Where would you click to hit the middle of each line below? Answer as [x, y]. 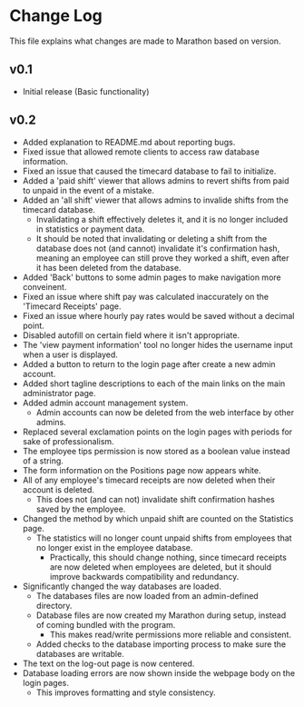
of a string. [43, 461]
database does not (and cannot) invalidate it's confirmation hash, [158, 248]
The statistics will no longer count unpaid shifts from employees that [164, 538]
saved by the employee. [81, 509]
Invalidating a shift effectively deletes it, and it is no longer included [162, 219]
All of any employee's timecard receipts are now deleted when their [149, 480]
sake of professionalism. [69, 441]
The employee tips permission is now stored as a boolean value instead [156, 451]
